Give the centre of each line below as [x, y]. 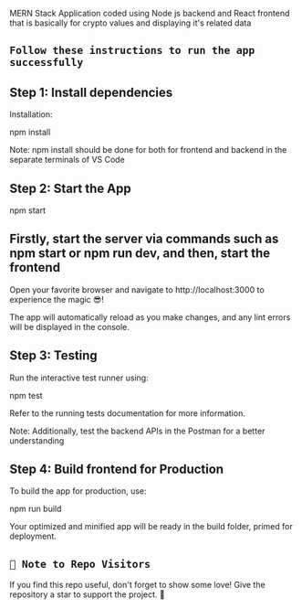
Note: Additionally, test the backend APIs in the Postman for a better [137, 431]
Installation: [31, 114]
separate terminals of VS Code [67, 160]
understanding [37, 440]
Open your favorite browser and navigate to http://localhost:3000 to [137, 289]
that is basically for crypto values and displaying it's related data [130, 23]
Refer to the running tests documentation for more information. [128, 413]
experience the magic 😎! [57, 299]
